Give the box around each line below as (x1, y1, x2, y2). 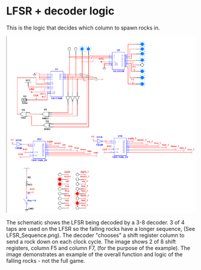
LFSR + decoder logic (6, 4, 115, 18)
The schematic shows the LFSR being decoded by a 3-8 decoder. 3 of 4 (6, 218, 185, 226)
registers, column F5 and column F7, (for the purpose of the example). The (6, 244, 191, 251)
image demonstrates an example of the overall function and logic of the (6, 251, 183, 258)
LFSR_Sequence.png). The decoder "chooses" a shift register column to (6, 232, 185, 239)
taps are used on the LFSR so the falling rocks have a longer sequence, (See (6, 225, 196, 232)
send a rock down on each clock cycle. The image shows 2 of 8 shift (6, 238, 176, 245)
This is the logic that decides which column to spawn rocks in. (6, 24, 160, 31)
